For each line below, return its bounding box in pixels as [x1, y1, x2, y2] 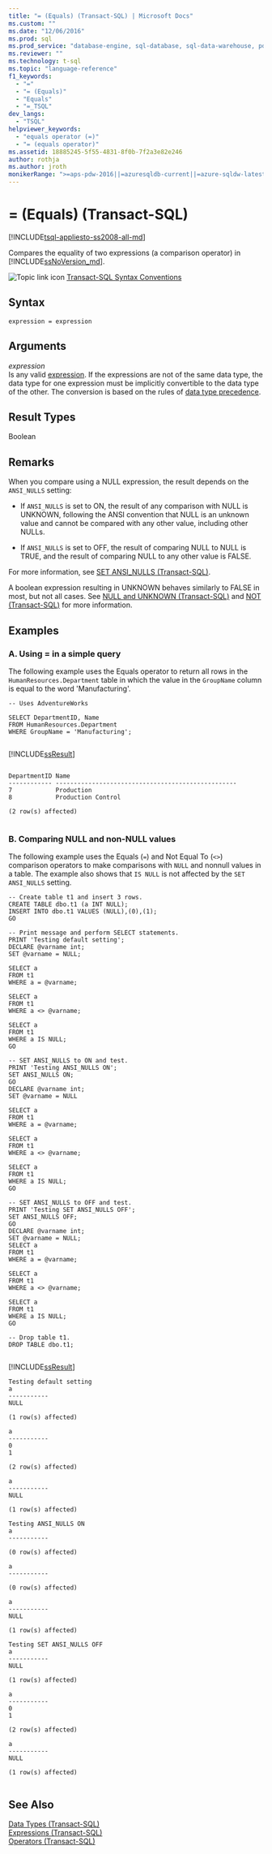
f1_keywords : [8, 72, 53, 80]
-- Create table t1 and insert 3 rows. [8, 894, 143, 902]
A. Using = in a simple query [8, 648, 121, 659]
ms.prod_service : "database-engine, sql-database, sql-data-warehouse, [8, 42, 255, 50]
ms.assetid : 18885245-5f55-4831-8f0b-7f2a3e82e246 [8, 148, 183, 156]
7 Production [8, 786, 92, 794]
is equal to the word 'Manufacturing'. [8, 683, 131, 693]
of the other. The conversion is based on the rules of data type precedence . [8, 386, 261, 396]
